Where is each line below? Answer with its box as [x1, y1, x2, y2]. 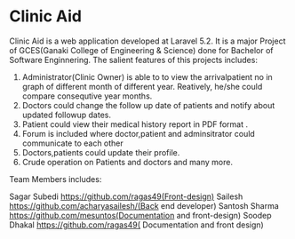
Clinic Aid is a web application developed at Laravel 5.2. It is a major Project [9, 36, 286, 46]
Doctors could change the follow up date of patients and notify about [21, 100, 275, 110]
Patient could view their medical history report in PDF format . [21, 118, 249, 130]
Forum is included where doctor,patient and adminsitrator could [21, 128, 255, 139]
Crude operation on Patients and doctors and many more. [21, 156, 234, 167]
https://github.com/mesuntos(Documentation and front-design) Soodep [9, 210, 272, 220]
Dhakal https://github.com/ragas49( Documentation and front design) [9, 219, 264, 230]
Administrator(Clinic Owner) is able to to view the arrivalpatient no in [21, 71, 273, 82]
